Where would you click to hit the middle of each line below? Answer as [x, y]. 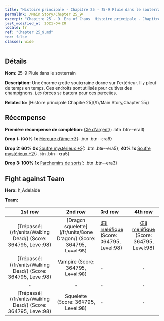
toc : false [16, 37]
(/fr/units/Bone [76, 232]
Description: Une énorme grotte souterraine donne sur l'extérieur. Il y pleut [81, 82]
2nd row [76, 212]
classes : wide [20, 42]
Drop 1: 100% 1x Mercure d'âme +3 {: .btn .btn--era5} [59, 139]
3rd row [109, 212]
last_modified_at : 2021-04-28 [36, 23]
